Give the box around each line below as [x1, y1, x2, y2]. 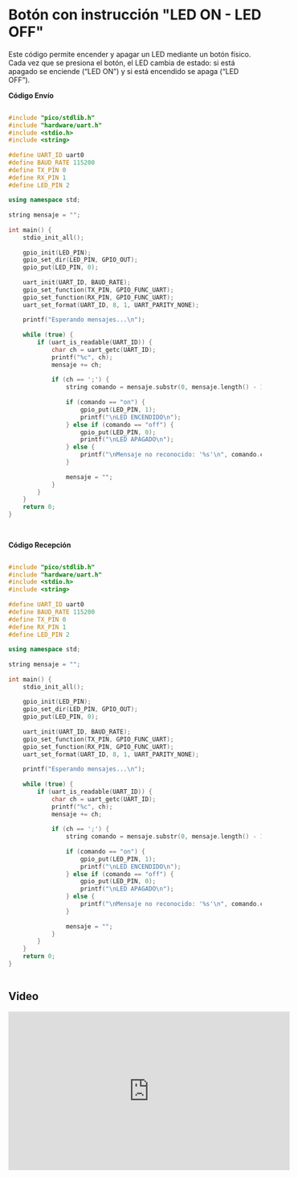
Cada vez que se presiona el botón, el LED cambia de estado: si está [8, 58, 235, 68]
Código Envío [8, 90, 55, 100]
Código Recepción [8, 539, 71, 549]
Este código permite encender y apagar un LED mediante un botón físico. [8, 49, 251, 59]
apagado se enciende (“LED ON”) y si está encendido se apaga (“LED [8, 66, 239, 76]
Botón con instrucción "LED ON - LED [8, 6, 262, 24]
